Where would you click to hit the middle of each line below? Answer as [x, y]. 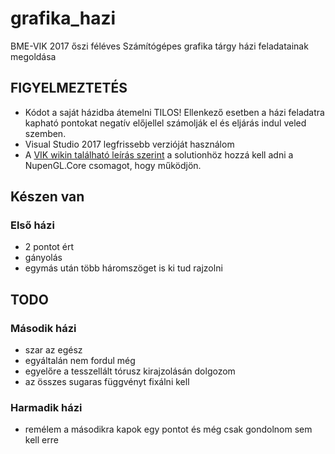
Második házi [43, 328]
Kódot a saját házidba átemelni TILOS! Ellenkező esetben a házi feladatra [174, 112]
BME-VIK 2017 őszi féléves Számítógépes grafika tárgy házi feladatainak [159, 46]
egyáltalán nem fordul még [80, 361]
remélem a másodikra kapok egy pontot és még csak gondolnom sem [168, 429]
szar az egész [53, 350]
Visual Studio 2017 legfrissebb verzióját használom [129, 144]
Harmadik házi [46, 408]
